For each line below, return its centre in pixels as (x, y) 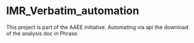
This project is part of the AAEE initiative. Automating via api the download (97, 27)
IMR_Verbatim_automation (73, 11)
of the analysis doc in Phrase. (43, 33)
